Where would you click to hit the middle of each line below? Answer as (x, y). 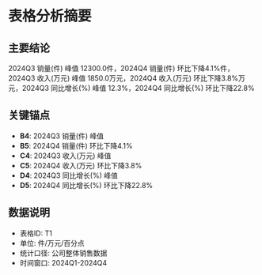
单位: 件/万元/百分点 (52, 243)
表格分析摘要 (50, 16)
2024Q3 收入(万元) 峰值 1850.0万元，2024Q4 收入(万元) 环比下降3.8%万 (127, 78)
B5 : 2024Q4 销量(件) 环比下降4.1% (76, 145)
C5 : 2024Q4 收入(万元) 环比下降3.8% (81, 165)
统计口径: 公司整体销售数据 (63, 253)
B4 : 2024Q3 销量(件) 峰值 (62, 136)
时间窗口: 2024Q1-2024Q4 (63, 262)
